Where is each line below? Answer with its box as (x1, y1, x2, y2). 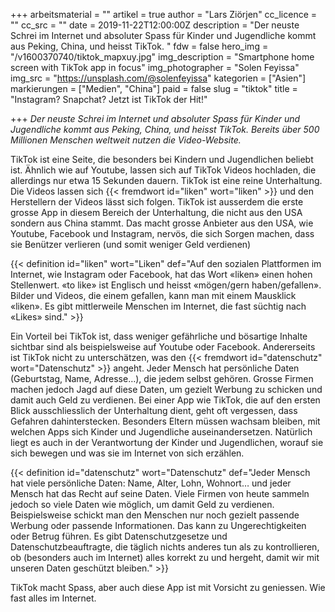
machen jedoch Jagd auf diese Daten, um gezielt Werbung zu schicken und (10, 384, 323, 395)
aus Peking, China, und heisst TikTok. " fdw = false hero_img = (10, 40, 269, 52)
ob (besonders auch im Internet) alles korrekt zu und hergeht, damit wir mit (10, 552, 320, 563)
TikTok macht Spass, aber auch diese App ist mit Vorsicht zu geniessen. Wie (10, 582, 326, 593)
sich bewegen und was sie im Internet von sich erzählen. (10, 447, 245, 459)
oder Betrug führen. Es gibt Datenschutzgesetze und (10, 530, 228, 542)
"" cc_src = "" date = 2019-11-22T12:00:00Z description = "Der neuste (10, 19, 300, 31)
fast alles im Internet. (10, 592, 97, 604)
